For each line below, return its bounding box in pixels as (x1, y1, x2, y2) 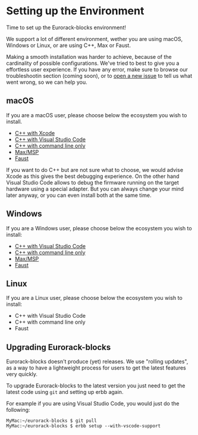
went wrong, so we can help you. (6, 79, 87, 86)
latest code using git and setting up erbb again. (6, 389, 124, 396)
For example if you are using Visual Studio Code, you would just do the (6, 400, 180, 407)
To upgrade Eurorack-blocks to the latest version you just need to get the (6, 382, 186, 389)
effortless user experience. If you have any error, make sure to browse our (6, 65, 188, 73)
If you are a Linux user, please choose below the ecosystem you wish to (6, 295, 183, 302)
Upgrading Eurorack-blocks (6, 342, 111, 352)
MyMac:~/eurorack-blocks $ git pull (6, 418, 97, 424)
